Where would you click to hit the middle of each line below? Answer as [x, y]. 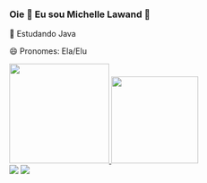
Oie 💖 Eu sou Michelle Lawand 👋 [80, 14]
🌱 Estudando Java [43, 34]
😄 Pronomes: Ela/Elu [48, 51]
